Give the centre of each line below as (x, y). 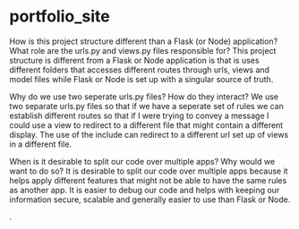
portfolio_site (60, 17)
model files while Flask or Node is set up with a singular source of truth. (141, 79)
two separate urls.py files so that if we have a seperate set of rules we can (146, 106)
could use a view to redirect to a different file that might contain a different (146, 125)
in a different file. (41, 144)
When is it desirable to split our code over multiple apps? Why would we (142, 161)
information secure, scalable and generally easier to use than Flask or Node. (150, 199)
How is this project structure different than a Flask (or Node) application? (144, 41)
